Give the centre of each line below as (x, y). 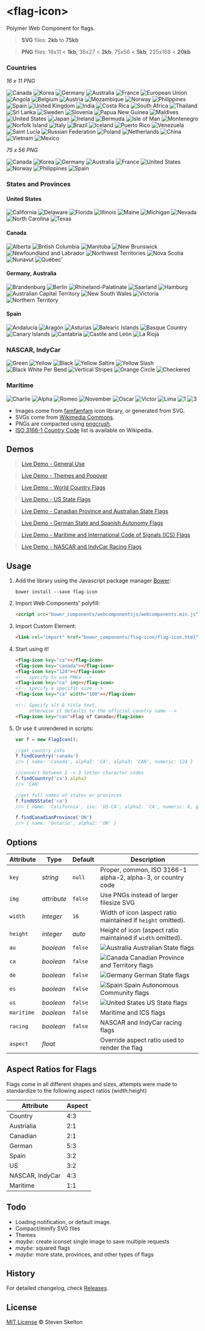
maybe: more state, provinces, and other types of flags (85, 1254)
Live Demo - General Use (53, 464)
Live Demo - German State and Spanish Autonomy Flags (92, 523)
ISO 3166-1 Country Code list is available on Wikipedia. (84, 430)
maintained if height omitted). (143, 920)
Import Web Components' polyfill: (57, 604)
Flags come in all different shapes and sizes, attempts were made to (92, 1084)
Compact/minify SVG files (48, 1228)
